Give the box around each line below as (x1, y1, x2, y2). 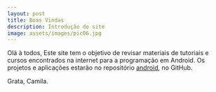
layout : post (7, 10, 46, 17)
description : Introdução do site (7, 23, 105, 30)
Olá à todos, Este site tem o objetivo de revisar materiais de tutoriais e (7, 49, 209, 57)
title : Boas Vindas (7, 17, 65, 24)
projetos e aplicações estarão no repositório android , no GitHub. (7, 63, 193, 72)
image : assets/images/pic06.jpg (7, 29, 102, 37)
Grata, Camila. (7, 77, 49, 86)
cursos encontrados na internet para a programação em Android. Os (7, 56, 205, 65)
